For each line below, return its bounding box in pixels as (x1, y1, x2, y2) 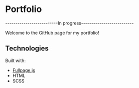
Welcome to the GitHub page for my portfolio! (5, 29, 99, 35)
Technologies (5, 44, 49, 53)
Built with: (5, 57, 26, 63)
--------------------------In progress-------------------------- (5, 20, 134, 26)
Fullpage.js (12, 67, 35, 73)
